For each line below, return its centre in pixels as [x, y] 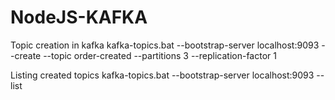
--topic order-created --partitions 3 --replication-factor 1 [160, 55]
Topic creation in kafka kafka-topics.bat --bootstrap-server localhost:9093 [165, 45]
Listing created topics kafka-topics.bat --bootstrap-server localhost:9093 [162, 75]
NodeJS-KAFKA [79, 17]
